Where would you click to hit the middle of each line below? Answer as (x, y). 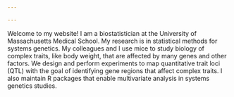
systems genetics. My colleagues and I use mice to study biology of (106, 48)
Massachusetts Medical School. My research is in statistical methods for (112, 41)
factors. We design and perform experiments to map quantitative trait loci (114, 63)
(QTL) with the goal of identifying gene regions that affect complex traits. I (115, 70)
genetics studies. (32, 86)
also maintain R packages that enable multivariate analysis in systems (109, 78)
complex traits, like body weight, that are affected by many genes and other (117, 56)
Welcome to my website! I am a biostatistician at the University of (102, 33)
